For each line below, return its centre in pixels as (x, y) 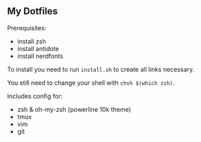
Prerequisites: (27, 28)
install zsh (31, 41)
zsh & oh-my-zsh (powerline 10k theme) (74, 109)
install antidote (38, 48)
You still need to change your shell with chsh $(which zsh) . (91, 83)
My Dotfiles (32, 11)
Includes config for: (35, 96)
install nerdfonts (40, 56)
